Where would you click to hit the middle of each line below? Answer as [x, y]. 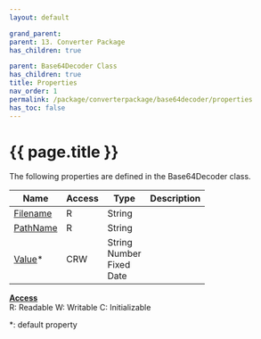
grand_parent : [36, 33]
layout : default [39, 17]
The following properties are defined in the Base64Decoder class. [130, 177]
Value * [29, 260]
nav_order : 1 [33, 91]
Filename [33, 213]
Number [124, 253]
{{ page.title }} [64, 152]
